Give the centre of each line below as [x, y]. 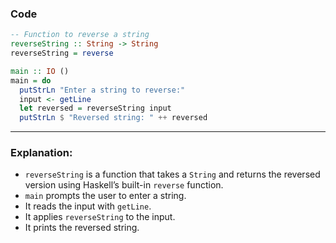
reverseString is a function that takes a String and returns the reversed [172, 174]
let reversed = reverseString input [95, 108]
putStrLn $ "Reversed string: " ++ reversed [113, 118]
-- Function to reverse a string [80, 35]
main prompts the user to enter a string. [105, 196]
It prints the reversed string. [82, 228]
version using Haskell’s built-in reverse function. [124, 185]
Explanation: [41, 153]
